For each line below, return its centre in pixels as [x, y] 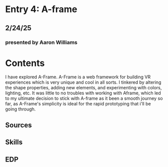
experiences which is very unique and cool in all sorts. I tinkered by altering [83, 82]
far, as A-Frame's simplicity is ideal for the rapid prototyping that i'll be [78, 104]
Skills [14, 142]
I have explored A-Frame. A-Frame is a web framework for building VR [78, 77]
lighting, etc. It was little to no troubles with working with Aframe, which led [83, 93]
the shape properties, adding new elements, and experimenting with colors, [83, 88]
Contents [25, 63]
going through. [21, 109]
